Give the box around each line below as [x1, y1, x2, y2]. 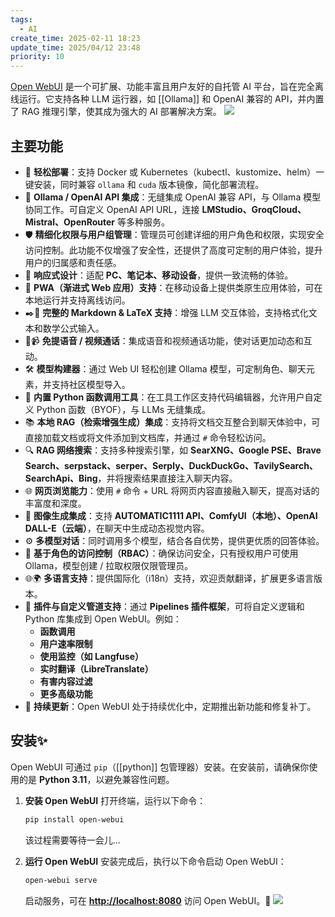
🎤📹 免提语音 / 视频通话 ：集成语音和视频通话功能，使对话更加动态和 [24, 334, 304, 346]
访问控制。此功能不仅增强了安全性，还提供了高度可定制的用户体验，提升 [24, 244, 323, 256]
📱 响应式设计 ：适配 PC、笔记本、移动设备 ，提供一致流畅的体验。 [24, 269, 294, 281]
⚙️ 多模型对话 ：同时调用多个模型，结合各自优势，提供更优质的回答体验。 [24, 534, 325, 546]
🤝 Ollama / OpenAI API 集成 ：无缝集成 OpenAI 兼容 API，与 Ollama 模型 [24, 191, 322, 203]
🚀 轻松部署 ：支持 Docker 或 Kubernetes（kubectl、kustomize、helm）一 [24, 166, 325, 178]
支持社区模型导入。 [51, 378, 131, 390]
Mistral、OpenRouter [24, 216, 116, 228]
